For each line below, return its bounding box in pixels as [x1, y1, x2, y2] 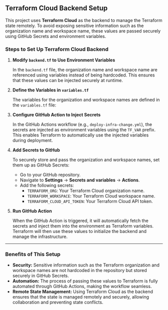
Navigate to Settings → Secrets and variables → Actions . [19, 177, 140, 183]
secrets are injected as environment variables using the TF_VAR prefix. [12, 127, 156, 133]
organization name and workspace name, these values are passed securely [5, 27, 161, 34]
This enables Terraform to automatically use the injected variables [12, 132, 149, 138]
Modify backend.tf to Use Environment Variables [12, 57, 115, 63]
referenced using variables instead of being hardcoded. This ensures [12, 72, 155, 78]
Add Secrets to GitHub [12, 147, 60, 153]
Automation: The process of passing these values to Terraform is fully [12, 278, 158, 284]
